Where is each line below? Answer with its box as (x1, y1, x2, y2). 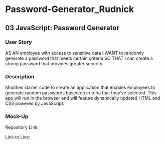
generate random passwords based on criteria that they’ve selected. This (5, 90, 157, 96)
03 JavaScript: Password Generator (5, 24, 119, 32)
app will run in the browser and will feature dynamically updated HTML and (5, 95, 160, 101)
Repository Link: (5, 124, 39, 130)
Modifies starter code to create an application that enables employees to (5, 84, 155, 91)
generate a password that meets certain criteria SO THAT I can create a (5, 55, 153, 61)
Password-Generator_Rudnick (5, 4, 134, 15)
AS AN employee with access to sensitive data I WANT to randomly (5, 50, 144, 56)
